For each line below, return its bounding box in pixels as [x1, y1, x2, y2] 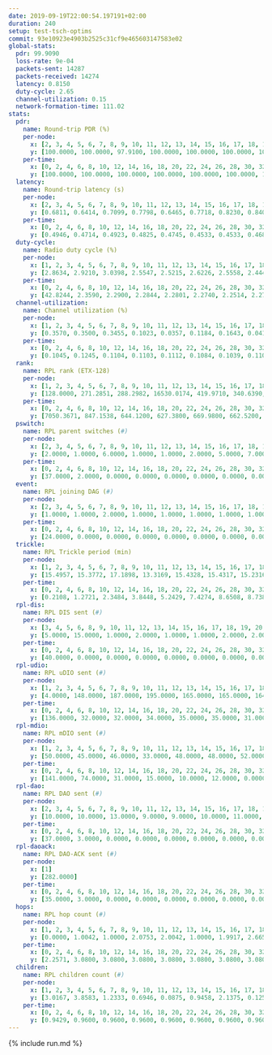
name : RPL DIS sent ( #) [23, 608, 104, 616]
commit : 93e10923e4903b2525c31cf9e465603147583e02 [8, 34, 183, 43]
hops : [15, 903, 35, 911]
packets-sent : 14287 [15, 65, 85, 73]
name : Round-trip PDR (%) [23, 125, 111, 133]
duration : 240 [8, 19, 57, 28]
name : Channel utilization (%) [23, 306, 129, 314]
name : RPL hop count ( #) [23, 910, 107, 919]
